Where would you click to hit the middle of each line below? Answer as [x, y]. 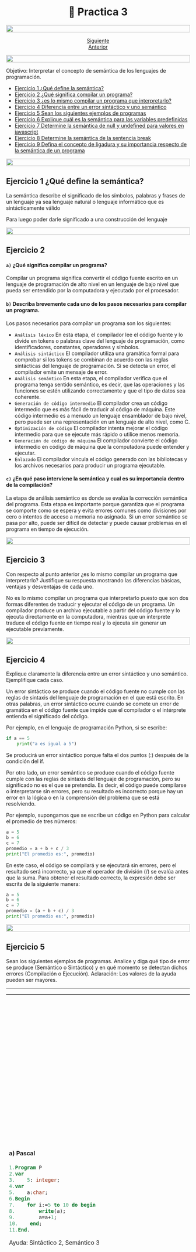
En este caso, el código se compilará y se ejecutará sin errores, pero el [91, 865]
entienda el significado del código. [48, 717]
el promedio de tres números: [41, 821]
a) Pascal [22, 1153]
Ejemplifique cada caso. [35, 680]
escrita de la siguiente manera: [43, 883]
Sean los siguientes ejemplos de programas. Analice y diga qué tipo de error [98, 961]
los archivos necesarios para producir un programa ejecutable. [90, 465]
